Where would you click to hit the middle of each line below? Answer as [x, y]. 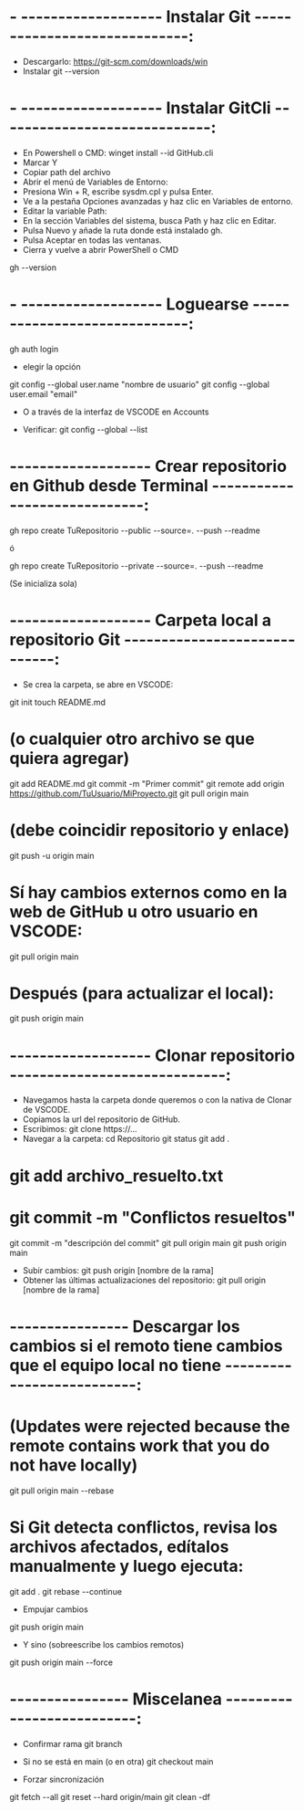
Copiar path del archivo [66, 172]
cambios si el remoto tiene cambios [146, 1346]
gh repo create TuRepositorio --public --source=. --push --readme [135, 530]
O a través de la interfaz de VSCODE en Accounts [116, 412]
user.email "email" [44, 393]
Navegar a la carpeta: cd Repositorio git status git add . [126, 1139]
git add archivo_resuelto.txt [117, 1176]
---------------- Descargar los [125, 1326]
